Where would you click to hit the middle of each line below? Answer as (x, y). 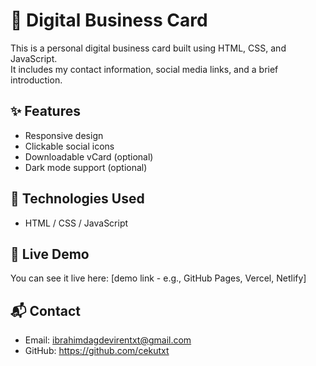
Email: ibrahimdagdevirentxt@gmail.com (108, 340)
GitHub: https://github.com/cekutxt (97, 351)
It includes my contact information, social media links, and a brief (144, 69)
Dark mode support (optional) (86, 167)
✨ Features (45, 111)
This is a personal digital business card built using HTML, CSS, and (148, 48)
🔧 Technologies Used (77, 199)
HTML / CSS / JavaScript (76, 223)
